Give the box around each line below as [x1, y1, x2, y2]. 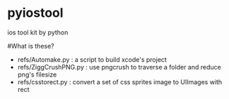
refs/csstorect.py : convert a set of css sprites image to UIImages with [17, 77, 223, 86]
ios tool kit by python [7, 28, 69, 37]
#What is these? [7, 41, 54, 50]
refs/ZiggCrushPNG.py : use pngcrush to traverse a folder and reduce [17, 62, 221, 71]
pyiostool [7, 5, 64, 21]
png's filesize [17, 70, 57, 79]
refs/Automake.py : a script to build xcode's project [17, 55, 168, 64]
